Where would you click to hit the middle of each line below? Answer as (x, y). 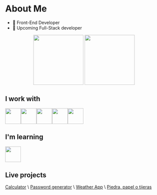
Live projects (26, 175)
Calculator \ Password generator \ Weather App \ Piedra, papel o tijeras (78, 187)
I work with (23, 99)
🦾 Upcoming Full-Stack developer (47, 27)
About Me (26, 9)
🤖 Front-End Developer (36, 22)
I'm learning (24, 137)
